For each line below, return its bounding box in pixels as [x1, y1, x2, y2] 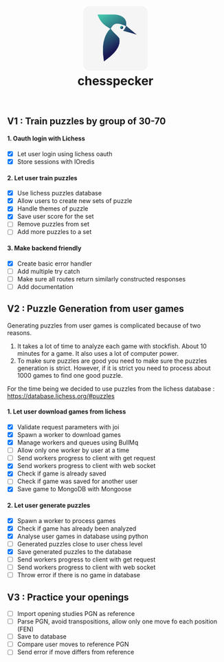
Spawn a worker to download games [16, 431, 122, 439]
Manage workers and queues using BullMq [16, 438, 139, 447]
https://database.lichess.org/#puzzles [7, 392, 115, 400]
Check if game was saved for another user [16, 477, 138, 486]
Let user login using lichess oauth [16, 149, 113, 158]
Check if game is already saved [16, 469, 107, 478]
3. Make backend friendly [7, 244, 82, 253]
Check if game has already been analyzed [16, 524, 137, 533]
